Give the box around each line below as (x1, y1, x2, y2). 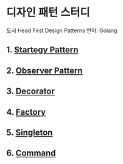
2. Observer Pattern (6, 65, 83, 76)
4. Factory (6, 107, 46, 117)
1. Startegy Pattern (6, 45, 79, 55)
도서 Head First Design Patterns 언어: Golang (6, 27, 118, 34)
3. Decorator (6, 86, 55, 97)
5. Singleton (6, 127, 53, 137)
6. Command (6, 148, 56, 159)
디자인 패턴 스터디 (6, 5, 90, 19)
